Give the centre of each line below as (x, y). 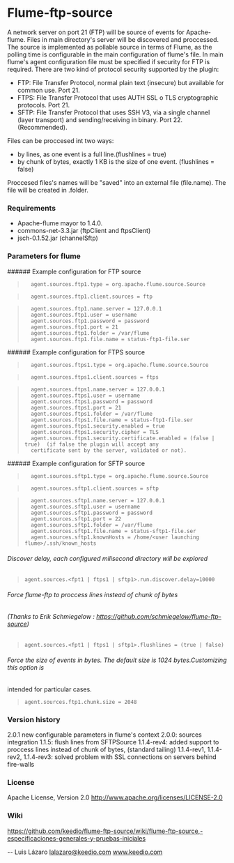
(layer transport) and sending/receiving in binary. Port (94, 119)
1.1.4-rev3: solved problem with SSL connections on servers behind (120, 757)
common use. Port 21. (48, 90)
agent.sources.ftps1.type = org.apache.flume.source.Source (120, 365)
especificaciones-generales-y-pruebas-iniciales (77, 838)
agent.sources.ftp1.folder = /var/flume (90, 333)
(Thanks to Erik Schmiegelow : (51, 616)
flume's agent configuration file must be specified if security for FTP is (109, 61)
